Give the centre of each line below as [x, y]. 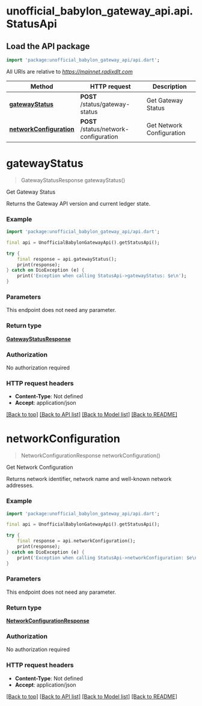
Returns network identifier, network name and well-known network [89, 479]
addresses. [20, 485]
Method [42, 86]
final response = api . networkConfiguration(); [76, 541]
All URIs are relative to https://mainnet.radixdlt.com [70, 71]
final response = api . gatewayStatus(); [67, 259]
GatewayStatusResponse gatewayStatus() [73, 180]
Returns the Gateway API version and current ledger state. [78, 203]
